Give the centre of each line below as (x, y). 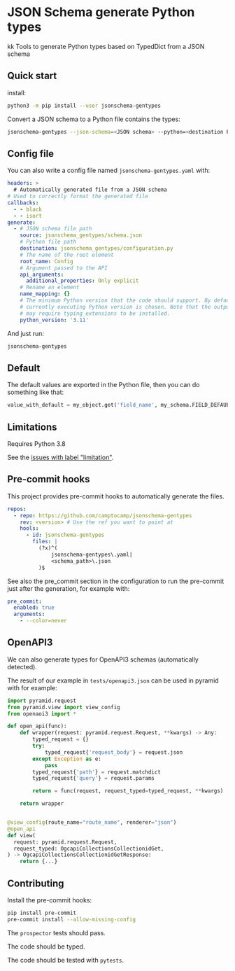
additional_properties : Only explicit (82, 281)
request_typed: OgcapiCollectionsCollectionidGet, (89, 848)
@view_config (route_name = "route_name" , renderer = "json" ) (92, 823)
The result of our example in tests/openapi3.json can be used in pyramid (113, 680)
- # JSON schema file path (53, 229)
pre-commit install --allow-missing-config (72, 919)
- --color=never (44, 621)
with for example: (32, 687)
